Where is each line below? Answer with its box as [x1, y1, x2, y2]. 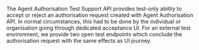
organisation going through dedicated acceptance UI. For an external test [6, 24, 191, 31]
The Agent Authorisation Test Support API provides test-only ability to [6, 5, 182, 12]
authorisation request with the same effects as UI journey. [6, 37, 152, 44]
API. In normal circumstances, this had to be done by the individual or [6, 18, 181, 25]
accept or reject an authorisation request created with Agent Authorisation [6, 11, 194, 19]
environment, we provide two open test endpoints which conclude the [6, 31, 183, 38]
